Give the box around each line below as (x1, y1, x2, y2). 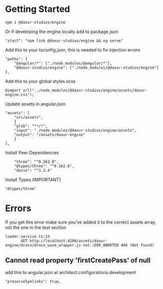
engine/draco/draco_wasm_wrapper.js (5, 242, 81, 248)
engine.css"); (5, 92, 35, 97)
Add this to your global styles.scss (5, 78, 76, 84)
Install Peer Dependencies (5, 149, 59, 155)
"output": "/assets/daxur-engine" (14, 132, 85, 137)
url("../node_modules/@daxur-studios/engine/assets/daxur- (23, 88, 148, 93)
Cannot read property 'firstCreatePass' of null (5, 256, 151, 265)
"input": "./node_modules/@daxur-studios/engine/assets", (14, 128, 137, 133)
